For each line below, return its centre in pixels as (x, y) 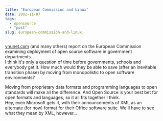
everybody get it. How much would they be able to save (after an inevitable (81, 67)
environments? (20, 77)
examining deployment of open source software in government (69, 51)
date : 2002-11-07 (23, 14)
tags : (11, 19)
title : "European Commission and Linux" (47, 10)
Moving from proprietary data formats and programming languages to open (81, 87)
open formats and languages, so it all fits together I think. (63, 97)
